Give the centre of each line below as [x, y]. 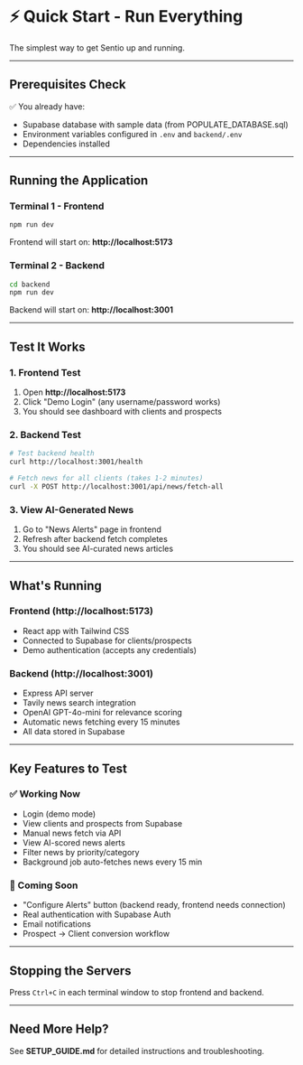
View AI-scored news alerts [74, 842]
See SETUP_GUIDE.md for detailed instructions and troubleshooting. [137, 1051]
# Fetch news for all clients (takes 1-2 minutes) [106, 479]
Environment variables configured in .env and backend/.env [132, 134]
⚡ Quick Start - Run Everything [126, 17]
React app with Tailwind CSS [76, 631]
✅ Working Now [45, 794]
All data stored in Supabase [73, 732]
